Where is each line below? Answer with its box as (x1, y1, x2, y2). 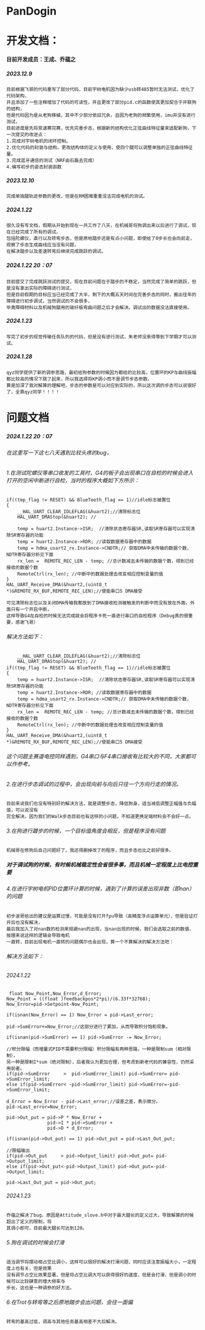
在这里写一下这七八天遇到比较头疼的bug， (6, 449, 113, 456)
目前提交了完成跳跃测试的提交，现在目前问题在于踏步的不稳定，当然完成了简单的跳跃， (6, 279, 192, 285)
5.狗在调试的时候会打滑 (6, 1239, 64, 1246)
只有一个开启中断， (10, 606, 52, 612)
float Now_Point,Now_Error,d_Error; (9, 990, 102, 997)
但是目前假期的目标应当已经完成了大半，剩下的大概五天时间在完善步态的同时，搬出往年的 (6, 291, 196, 297)
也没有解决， (15, 920, 43, 926)
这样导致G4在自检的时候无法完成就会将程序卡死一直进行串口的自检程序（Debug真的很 (6, 613, 189, 619)
